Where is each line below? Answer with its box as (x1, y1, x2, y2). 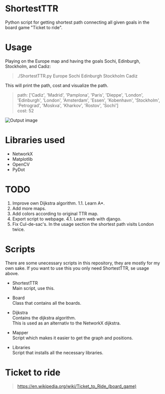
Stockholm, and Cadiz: (5, 63, 51, 69)
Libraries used (5, 135, 65, 146)
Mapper (12, 329, 29, 335)
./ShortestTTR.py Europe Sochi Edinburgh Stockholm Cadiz (17, 72, 138, 79)
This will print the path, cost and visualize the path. (5, 82, 108, 88)
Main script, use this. (12, 285, 55, 291)
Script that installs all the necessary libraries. (12, 350, 103, 356)
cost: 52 (17, 107, 34, 113)
